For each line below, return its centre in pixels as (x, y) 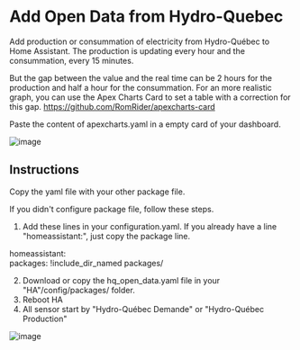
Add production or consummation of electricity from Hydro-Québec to (140, 41)
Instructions (44, 170)
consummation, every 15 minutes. (72, 60)
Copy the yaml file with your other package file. (97, 192)
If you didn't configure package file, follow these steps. (112, 209)
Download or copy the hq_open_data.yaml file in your (121, 280)
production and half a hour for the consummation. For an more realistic (141, 87)
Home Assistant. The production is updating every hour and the (127, 50)
